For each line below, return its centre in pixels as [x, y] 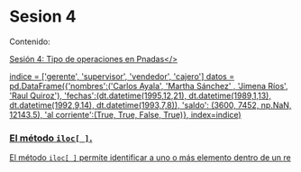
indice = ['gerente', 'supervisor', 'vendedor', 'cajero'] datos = [122, 76]
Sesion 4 [43, 17]
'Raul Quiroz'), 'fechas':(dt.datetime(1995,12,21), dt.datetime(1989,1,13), [141, 95]
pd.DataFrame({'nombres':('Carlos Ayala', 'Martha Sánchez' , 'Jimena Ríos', [149, 86]
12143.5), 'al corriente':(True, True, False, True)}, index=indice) [125, 114]
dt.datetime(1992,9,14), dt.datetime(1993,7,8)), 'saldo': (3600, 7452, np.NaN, [150, 104]
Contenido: [30, 41]
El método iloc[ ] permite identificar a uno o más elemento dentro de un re [150, 158]
